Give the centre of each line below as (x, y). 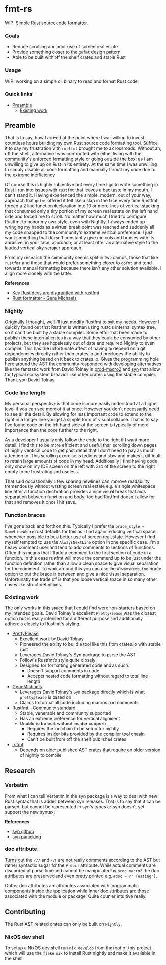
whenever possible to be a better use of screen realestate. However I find (80, 537)
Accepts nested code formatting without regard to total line (87, 676)
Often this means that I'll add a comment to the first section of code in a (78, 552)
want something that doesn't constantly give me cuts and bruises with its (80, 237)
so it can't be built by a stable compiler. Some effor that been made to (76, 332)
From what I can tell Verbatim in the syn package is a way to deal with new (81, 796)
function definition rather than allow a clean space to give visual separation (82, 563)
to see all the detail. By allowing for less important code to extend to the (79, 414)
